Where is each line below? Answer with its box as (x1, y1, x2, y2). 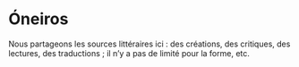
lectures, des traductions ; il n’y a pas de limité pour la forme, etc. (8, 47, 250, 58)
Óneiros (8, 9, 69, 29)
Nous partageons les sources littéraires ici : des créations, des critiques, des (8, 38, 291, 49)
